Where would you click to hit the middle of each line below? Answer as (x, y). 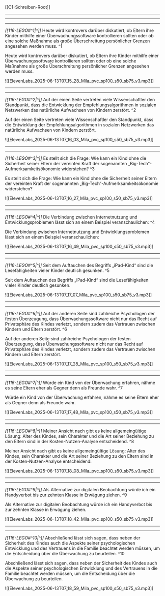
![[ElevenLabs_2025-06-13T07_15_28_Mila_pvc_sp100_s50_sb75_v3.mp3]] (79, 81)
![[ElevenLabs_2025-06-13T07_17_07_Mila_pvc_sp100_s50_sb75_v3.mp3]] (79, 295)
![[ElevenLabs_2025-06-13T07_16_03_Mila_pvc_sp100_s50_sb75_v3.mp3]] (79, 139)
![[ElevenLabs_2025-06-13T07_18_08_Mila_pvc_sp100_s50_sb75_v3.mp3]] (79, 471)
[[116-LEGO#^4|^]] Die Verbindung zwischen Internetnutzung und (71, 217)
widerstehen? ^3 (78, 169)
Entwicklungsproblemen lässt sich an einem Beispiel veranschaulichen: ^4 (80, 222)
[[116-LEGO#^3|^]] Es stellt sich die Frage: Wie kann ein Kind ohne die (76, 158)
